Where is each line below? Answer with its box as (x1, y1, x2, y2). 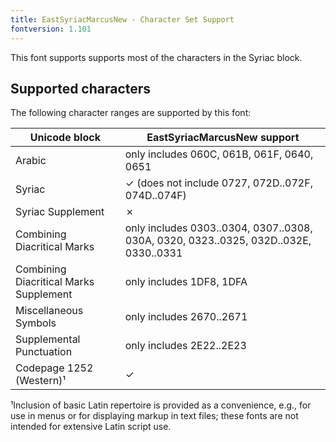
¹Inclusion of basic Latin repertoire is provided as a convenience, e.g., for (10, 399, 312, 411)
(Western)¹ (15, 374, 67, 388)
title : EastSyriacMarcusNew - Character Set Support (10, 14, 235, 25)
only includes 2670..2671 (124, 310, 248, 324)
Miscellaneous (15, 304, 84, 318)
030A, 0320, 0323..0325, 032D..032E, (124, 234, 312, 248)
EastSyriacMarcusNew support (146, 131, 300, 145)
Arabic (15, 154, 47, 168)
